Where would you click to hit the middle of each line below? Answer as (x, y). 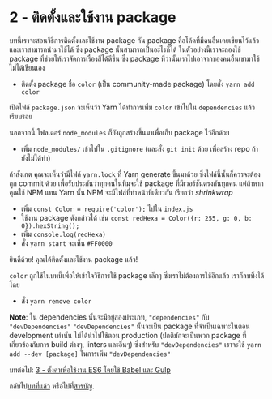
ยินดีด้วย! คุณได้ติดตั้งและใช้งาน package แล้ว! (74, 259)
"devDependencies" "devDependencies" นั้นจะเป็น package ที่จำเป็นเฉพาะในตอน (130, 326)
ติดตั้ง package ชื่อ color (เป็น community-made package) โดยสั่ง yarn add (138, 84)
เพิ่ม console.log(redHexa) (63, 234)
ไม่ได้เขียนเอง (27, 67)
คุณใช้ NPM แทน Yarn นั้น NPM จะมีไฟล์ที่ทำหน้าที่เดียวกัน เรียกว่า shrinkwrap (121, 192)
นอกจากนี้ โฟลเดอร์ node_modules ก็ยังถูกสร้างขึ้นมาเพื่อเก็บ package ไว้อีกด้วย (119, 132)
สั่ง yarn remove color (56, 301)
